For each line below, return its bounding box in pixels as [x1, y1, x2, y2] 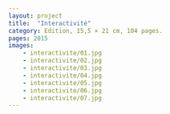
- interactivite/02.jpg [22, 57, 103, 65]
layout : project [8, 11, 63, 20]
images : [8, 42, 34, 50]
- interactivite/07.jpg [22, 94, 103, 102]
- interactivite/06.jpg [22, 86, 103, 95]
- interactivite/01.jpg [22, 49, 103, 57]
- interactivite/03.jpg [22, 64, 103, 72]
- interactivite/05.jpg [22, 79, 103, 87]
